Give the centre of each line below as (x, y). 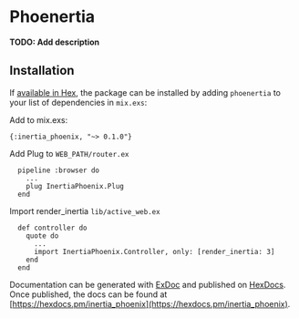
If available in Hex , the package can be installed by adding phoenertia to (145, 92)
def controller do (53, 228)
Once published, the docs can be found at (88, 294)
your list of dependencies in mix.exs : (78, 102)
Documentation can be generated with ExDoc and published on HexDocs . (148, 284)
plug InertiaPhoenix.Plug (75, 186)
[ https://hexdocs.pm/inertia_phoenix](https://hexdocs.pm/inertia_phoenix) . (150, 303)
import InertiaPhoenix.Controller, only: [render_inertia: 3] (154, 251)
